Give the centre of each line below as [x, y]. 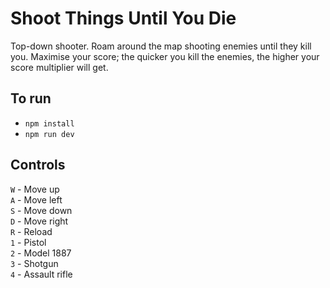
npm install [49, 123]
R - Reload [31, 231]
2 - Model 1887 [41, 253]
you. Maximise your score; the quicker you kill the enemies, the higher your [165, 56]
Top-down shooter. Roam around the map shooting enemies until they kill [161, 46]
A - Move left [36, 199]
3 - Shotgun [34, 263]
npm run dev [49, 134]
